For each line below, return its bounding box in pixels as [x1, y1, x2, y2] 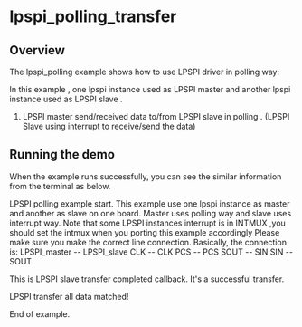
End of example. [9, 308, 71, 319]
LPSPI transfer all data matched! [9, 291, 129, 302]
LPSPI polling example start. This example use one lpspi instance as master [9, 197, 291, 209]
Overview [9, 43, 66, 58]
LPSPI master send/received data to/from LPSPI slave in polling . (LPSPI [22, 111, 290, 121]
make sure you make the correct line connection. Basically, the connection [9, 236, 288, 247]
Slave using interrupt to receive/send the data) [22, 120, 196, 131]
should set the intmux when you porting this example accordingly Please [9, 226, 280, 237]
